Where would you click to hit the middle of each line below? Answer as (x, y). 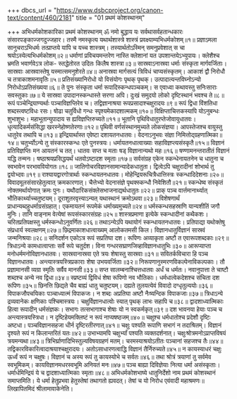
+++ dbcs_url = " (32, 10)
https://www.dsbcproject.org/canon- (110, 10)
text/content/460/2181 (39, 18)
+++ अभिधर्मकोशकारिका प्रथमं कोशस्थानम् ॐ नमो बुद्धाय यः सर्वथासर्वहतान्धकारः (95, 32)
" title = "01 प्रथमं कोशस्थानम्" (108, 18)
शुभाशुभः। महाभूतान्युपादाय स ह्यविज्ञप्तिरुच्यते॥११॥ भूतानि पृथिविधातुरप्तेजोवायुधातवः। (102, 119)
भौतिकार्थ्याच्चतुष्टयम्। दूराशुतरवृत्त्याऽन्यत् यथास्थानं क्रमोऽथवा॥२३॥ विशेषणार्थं (93, 198)
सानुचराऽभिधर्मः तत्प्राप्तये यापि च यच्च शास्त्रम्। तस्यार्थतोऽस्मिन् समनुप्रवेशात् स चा (96, 48)
